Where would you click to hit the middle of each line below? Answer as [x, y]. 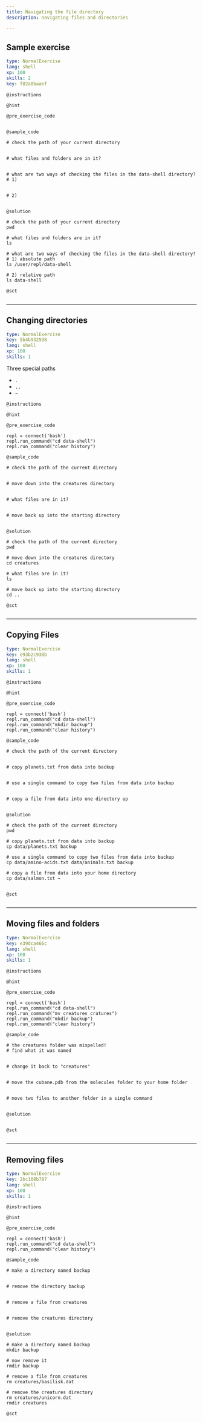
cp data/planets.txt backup [42, 847]
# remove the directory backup [46, 1287]
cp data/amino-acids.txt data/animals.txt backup [70, 863]
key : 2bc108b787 [27, 1179]
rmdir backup [23, 1366]
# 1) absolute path [31, 259]
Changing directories [47, 321]
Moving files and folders [53, 924]
